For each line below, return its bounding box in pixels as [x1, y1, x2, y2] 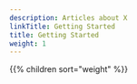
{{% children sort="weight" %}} [9, 64, 129, 75]
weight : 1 [9, 38, 47, 48]
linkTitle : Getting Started [9, 22, 116, 31]
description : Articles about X [9, 13, 128, 23]
